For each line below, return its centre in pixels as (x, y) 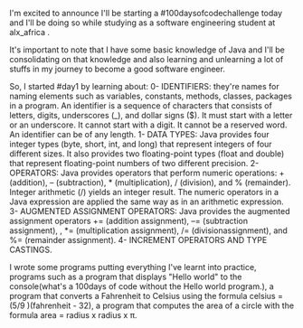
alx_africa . (30, 32)
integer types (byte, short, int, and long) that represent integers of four (141, 144)
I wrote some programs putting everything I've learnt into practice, (133, 267)
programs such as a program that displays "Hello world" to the (126, 276)
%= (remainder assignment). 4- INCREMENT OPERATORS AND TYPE (138, 240)
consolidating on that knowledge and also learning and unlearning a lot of (147, 59)
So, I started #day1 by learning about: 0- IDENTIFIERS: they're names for (144, 86)
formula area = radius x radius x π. (73, 315)
